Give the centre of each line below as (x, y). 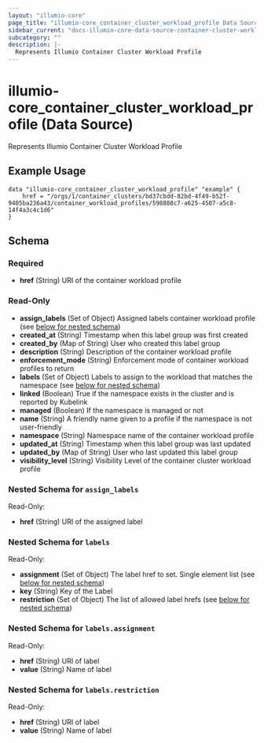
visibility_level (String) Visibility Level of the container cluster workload (135, 460)
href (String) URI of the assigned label (81, 522)
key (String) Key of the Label (66, 591)
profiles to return (47, 368)
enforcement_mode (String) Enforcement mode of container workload (134, 360)
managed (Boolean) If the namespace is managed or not (111, 410)
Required (26, 263)
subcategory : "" (35, 37)
